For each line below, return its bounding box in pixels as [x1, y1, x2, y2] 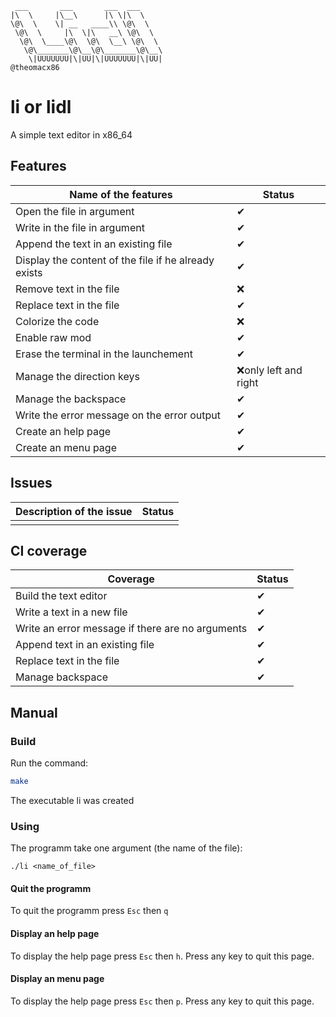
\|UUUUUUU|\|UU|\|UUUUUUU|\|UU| [28, 54, 163, 64]
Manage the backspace [15, 392, 127, 406]
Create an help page [15, 424, 112, 438]
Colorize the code [15, 314, 100, 328]
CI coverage [10, 542, 88, 559]
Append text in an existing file [15, 638, 155, 652]
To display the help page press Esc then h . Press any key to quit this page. [10, 950, 315, 962]
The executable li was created [10, 794, 135, 806]
